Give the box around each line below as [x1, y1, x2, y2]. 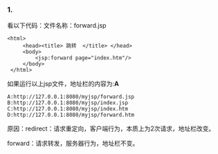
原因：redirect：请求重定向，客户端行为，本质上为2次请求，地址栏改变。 [7, 124, 215, 133]
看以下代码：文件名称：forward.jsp [7, 21, 107, 30]
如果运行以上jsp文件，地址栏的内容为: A [7, 79, 119, 88]
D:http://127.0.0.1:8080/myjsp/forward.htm [7, 112, 135, 119]
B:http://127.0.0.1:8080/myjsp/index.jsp [7, 99, 129, 106]
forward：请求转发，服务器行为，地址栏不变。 [7, 139, 139, 148]
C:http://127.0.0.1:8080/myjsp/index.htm [7, 106, 129, 113]
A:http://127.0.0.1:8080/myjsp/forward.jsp [7, 93, 135, 101]
